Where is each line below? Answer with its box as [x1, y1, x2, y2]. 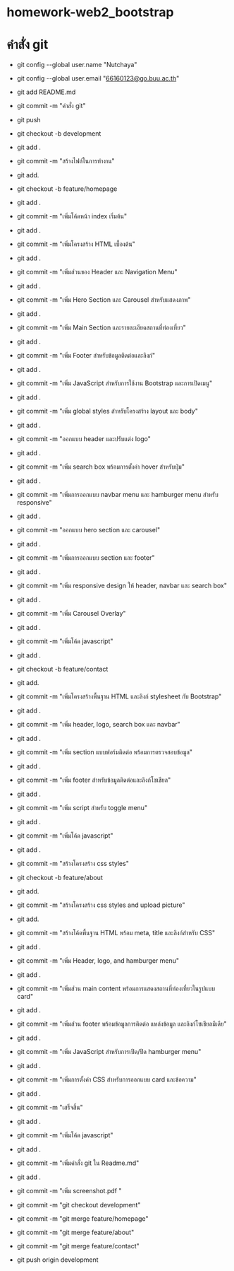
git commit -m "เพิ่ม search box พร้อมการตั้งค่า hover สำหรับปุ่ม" [16, 462, 185, 471]
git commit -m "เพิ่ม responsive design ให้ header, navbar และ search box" [16, 581, 227, 590]
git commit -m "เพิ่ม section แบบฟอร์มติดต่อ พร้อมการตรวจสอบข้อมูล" [16, 748, 193, 756]
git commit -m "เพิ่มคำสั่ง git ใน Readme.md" [16, 1159, 140, 1167]
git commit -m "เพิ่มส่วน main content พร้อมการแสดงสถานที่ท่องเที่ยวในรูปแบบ [16, 984, 216, 993]
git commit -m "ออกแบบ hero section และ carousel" [16, 526, 160, 534]
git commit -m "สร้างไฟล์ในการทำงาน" [16, 157, 115, 165]
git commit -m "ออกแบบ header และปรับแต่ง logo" [16, 435, 151, 443]
